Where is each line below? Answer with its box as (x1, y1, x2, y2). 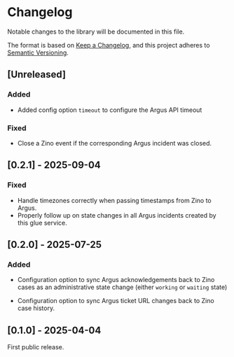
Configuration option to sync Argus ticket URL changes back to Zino (17, 297, 215, 305)
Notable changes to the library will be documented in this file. (7, 27, 185, 36)
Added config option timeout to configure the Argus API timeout (17, 106, 202, 114)
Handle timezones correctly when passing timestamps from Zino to (17, 196, 212, 204)
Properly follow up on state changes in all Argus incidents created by (17, 211, 216, 219)
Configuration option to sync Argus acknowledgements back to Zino (17, 276, 215, 284)
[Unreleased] (7, 69, 67, 80)
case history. (17, 304, 55, 312)
